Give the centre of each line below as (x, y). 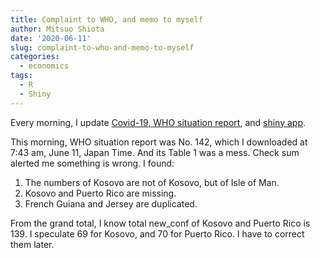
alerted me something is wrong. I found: (92, 163)
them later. (32, 244)
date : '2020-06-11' (51, 38)
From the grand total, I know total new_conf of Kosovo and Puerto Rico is (160, 223)
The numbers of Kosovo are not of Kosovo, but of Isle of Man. (152, 182)
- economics (44, 66)
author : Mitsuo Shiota (57, 29)
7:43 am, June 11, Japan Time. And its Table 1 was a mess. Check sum (155, 152)
